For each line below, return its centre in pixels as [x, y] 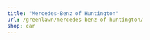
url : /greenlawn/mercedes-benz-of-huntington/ [75, 20]
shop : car [21, 26]
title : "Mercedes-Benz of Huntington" [63, 13]
